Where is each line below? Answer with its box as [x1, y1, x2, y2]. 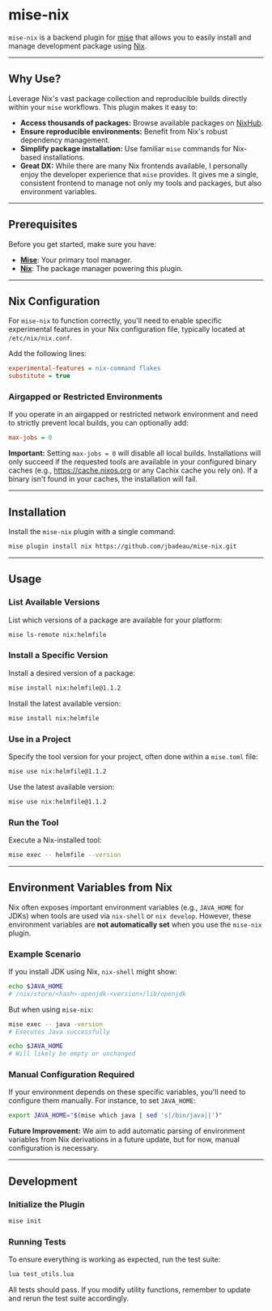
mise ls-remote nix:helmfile [8, 630, 107, 639]
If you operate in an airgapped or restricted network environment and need [8, 409, 258, 419]
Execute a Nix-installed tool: [8, 835, 102, 845]
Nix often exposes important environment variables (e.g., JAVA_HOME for [8, 902, 244, 912]
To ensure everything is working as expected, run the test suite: [8, 1254, 221, 1264]
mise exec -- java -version [8, 1020, 104, 1029]
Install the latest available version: [8, 698, 121, 708]
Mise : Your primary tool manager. [19, 255, 132, 265]
